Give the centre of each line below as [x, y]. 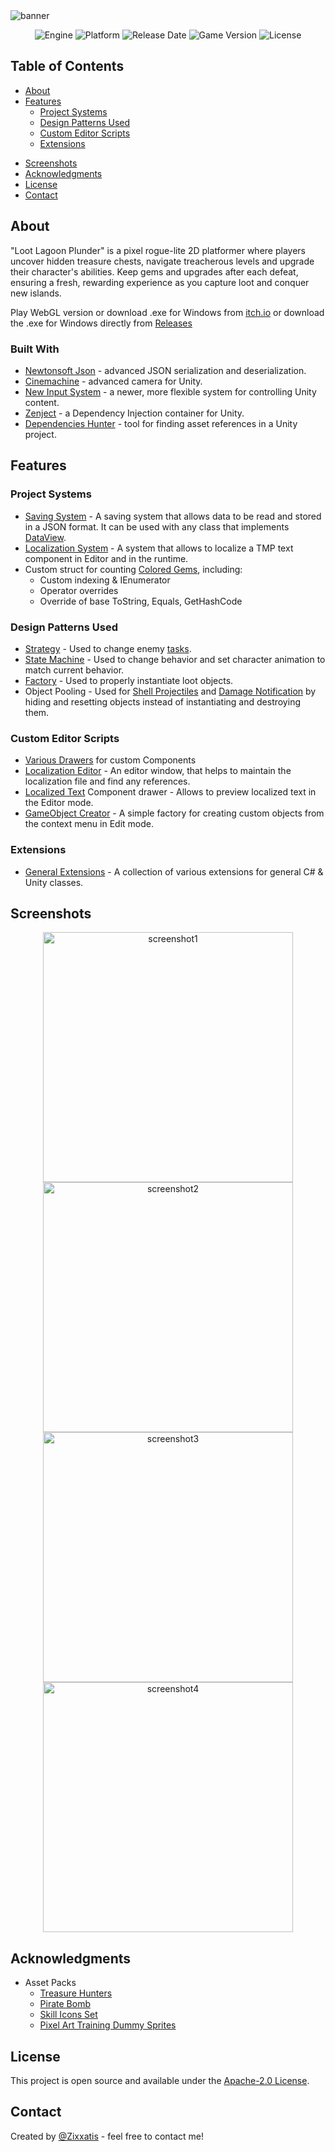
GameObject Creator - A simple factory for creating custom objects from [174, 813]
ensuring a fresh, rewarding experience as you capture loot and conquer [160, 282]
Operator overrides [79, 590]
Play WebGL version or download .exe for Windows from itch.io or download [167, 312]
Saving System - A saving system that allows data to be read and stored [173, 516]
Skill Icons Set [68, 2015]
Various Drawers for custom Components [110, 760]
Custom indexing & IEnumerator [105, 580]
